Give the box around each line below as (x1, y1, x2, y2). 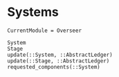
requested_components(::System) (7, 63, 100, 70)
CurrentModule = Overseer (7, 27, 82, 34)
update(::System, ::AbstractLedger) (7, 51, 113, 58)
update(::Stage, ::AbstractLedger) (7, 57, 110, 65)
